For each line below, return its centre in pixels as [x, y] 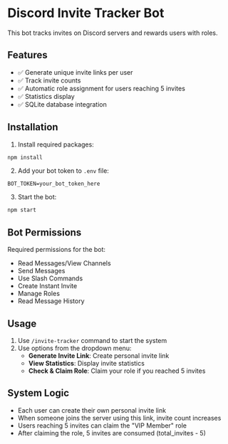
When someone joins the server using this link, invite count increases [119, 418]
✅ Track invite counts [49, 80]
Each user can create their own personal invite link [92, 410]
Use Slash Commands [50, 278]
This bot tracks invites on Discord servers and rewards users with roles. [113, 33]
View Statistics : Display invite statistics [86, 363]
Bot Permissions [45, 232]
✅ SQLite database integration [62, 104]
